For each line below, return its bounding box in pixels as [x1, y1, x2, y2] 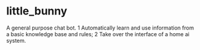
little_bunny [6, 4, 68, 18]
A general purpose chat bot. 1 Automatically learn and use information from [6, 24, 194, 31]
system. [6, 37, 26, 44]
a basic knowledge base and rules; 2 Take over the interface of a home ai [6, 30, 190, 37]
